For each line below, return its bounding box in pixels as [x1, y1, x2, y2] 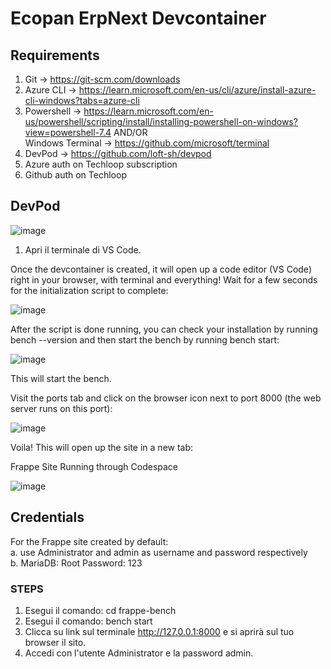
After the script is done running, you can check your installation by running [10, 323, 318, 335]
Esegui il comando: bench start [24, 615, 153, 627]
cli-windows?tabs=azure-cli [24, 95, 140, 106]
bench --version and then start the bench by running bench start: [10, 333, 280, 346]
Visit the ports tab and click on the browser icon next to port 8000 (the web [10, 392, 322, 404]
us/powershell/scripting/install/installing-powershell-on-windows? [24, 116, 298, 127]
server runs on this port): [10, 402, 113, 414]
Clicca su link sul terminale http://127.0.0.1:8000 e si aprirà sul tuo [24, 625, 295, 637]
